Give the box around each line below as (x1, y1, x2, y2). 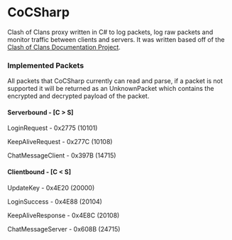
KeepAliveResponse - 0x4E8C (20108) (7, 211, 120, 219)
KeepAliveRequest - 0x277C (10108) (7, 138, 113, 146)
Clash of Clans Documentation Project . (7, 43, 121, 51)
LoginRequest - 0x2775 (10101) (7, 124, 98, 132)
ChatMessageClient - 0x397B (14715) (7, 151, 116, 160)
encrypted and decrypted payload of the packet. (7, 92, 150, 100)
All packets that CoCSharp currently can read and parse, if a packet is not (7, 77, 223, 85)
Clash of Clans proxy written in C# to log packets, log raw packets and (7, 28, 214, 36)
